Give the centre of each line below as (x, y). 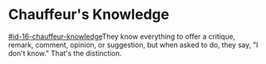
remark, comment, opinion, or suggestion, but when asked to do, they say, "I (133, 44)
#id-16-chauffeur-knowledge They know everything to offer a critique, (122, 36)
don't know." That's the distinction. (65, 53)
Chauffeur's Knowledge (89, 15)
